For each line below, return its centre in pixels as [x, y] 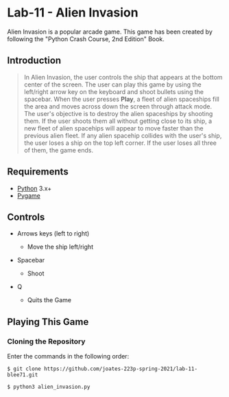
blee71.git [23, 375]
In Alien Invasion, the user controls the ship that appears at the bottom [123, 77]
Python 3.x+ [34, 188]
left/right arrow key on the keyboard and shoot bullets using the [114, 91]
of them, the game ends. [59, 150]
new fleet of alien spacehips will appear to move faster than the [113, 128]
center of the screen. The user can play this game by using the [112, 84]
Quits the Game [49, 300]
